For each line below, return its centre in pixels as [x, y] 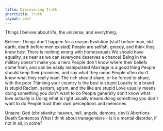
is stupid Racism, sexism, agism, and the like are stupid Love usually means [81, 88]
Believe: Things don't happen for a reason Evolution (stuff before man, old [79, 42]
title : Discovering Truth [31, 9]
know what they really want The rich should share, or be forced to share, [78, 78]
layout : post [18, 18]
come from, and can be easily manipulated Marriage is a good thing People [80, 67]
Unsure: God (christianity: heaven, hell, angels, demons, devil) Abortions [77, 113]
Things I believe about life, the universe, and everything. [61, 33]
